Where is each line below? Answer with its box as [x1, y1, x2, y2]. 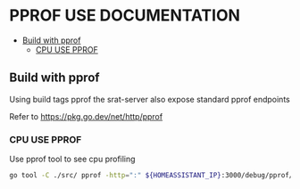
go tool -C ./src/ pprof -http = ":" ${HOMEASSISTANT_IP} [9, 171, 221, 180]
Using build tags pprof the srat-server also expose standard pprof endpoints [9, 94, 290, 104]
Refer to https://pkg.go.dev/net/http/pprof [9, 111, 163, 121]
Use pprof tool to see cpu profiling [9, 153, 136, 165]
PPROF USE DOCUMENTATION [9, 5, 241, 26]
